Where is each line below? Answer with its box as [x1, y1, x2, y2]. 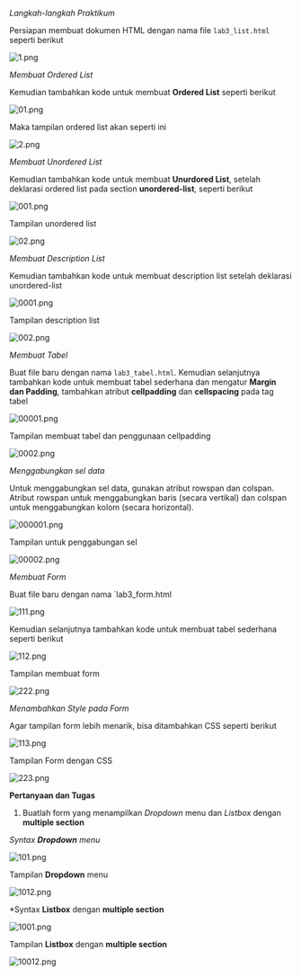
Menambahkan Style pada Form [9, 703, 129, 714]
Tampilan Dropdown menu [9, 869, 109, 880]
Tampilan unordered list [9, 218, 97, 228]
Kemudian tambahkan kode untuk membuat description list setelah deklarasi [9, 271, 292, 281]
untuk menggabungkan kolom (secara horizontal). [9, 502, 195, 512]
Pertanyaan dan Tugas [9, 790, 96, 801]
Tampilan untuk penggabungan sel [9, 537, 137, 547]
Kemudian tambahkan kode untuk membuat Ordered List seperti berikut [9, 87, 276, 97]
